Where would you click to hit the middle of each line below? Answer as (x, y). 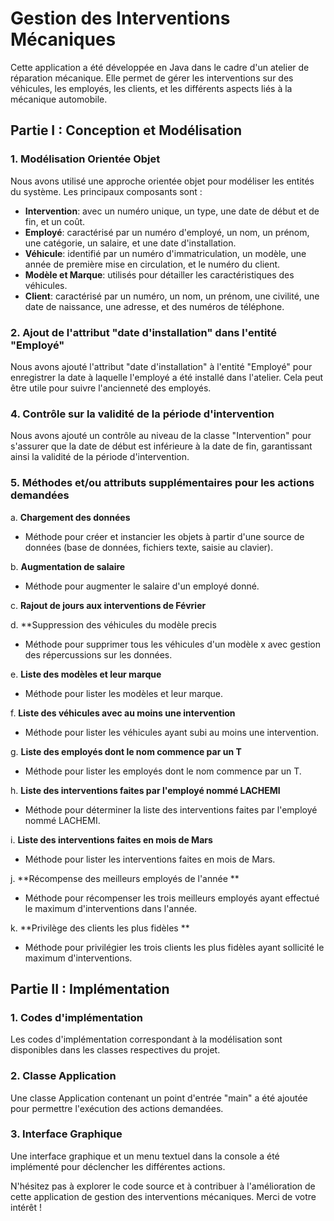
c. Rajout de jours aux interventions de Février (108, 605)
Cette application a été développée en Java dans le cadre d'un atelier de (160, 67)
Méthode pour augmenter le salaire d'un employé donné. (142, 586)
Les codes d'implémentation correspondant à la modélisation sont (146, 1039)
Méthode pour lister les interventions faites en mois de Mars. (150, 859)
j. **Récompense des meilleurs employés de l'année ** (125, 878)
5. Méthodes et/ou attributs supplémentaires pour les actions (162, 483)
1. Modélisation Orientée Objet (85, 159)
